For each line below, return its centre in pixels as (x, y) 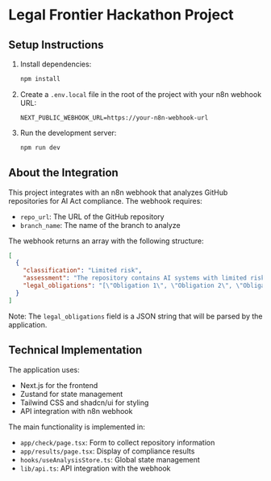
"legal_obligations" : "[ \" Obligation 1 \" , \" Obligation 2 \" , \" (133, 286)
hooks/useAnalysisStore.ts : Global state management (110, 459)
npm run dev (40, 147)
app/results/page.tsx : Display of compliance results (107, 451)
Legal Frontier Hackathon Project (121, 15)
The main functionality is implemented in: (77, 427)
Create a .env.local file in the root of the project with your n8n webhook (141, 94)
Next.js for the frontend (59, 385)
